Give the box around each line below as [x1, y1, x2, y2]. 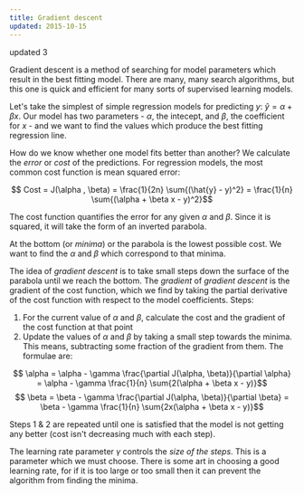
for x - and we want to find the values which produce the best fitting [9, 119, 264, 131]
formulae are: [22, 350, 73, 361]
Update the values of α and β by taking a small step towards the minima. [22, 331, 292, 342]
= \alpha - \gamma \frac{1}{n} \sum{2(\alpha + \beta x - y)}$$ [36, 377, 268, 388]
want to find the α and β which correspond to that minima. [9, 248, 226, 259]
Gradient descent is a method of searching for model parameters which [9, 64, 276, 75]
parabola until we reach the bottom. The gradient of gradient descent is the [9, 275, 290, 286]
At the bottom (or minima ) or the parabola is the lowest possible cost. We [9, 238, 282, 249]
